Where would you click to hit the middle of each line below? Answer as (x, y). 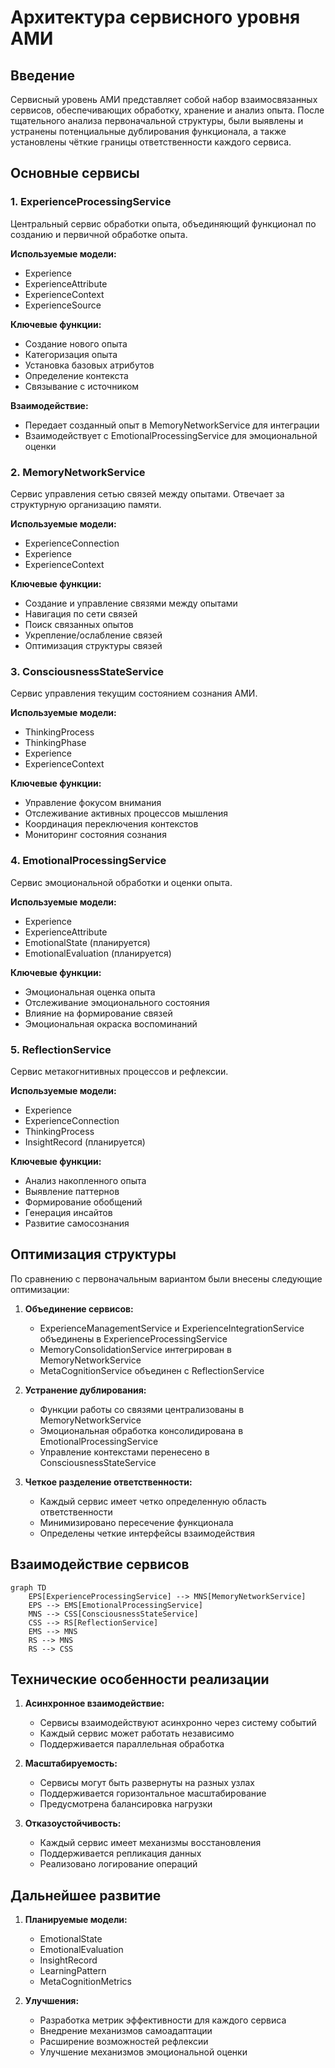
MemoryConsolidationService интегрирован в (135, 1349)
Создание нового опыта (76, 343)
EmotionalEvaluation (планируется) (98, 953)
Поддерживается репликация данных (120, 1853)
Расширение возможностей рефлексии (124, 2042)
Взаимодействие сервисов (100, 1564)
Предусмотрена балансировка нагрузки (126, 1804)
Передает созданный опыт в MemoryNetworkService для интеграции (172, 425)
